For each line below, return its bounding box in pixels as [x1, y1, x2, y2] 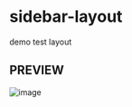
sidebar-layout [9, 6, 123, 27]
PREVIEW [9, 63, 65, 78]
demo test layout [9, 36, 72, 47]
